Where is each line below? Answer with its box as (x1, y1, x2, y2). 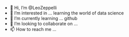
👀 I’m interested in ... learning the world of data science (9, 10, 124, 16)
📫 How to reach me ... (9, 26, 56, 32)
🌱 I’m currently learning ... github (9, 15, 77, 21)
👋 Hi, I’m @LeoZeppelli (9, 5, 57, 10)
